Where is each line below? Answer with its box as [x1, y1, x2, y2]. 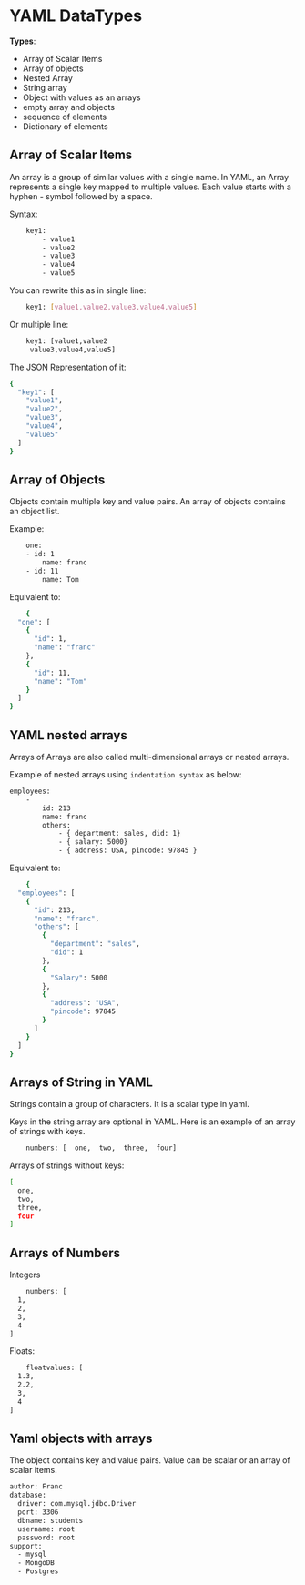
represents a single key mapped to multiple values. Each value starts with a [9, 181, 291, 192]
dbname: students [17, 1516, 84, 1525]
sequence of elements [22, 111, 107, 122]
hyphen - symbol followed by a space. [9, 190, 153, 201]
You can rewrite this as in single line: [9, 285, 147, 296]
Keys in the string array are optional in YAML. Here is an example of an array [9, 1116, 296, 1127]
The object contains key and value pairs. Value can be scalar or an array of [9, 1455, 290, 1466]
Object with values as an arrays [22, 92, 141, 103]
